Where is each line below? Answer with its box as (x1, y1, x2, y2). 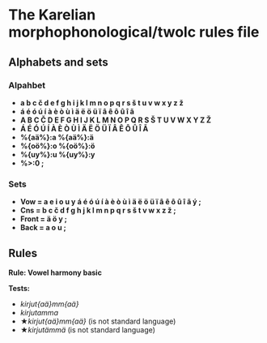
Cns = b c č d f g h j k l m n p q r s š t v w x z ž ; (19, 205, 176, 216)
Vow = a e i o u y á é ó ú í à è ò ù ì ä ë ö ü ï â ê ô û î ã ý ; (19, 197, 201, 207)
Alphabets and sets (8, 55, 108, 69)
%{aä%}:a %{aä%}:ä (19, 132, 95, 142)
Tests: (8, 283, 30, 293)
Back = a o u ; (19, 223, 66, 233)
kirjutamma (19, 307, 59, 317)
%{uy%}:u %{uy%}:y (19, 149, 95, 159)
